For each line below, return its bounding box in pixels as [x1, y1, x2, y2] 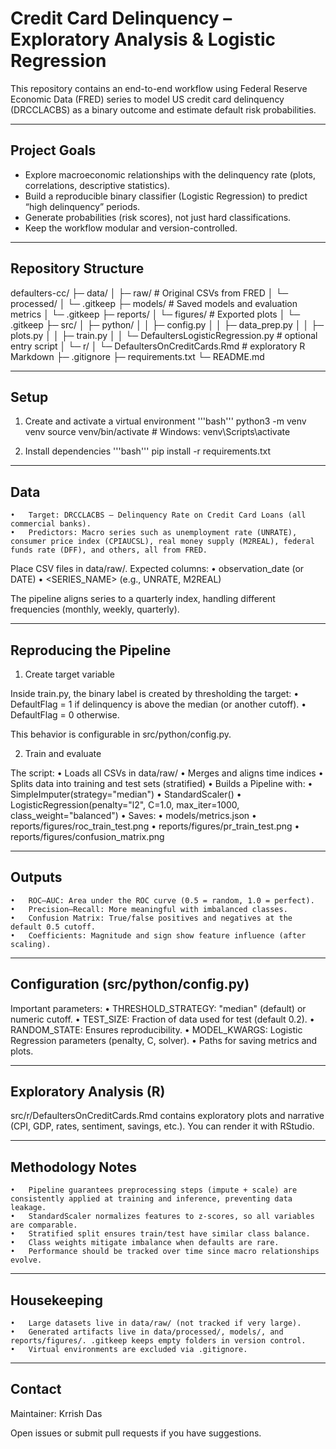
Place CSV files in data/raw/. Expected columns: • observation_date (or [10, 563, 305, 575]
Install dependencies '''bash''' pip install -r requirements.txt [24, 445, 272, 457]
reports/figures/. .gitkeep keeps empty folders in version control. [10, 1336, 307, 1346]
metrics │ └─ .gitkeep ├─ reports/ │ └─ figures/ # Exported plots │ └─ [10, 308, 301, 320]
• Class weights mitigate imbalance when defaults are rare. [10, 1238, 280, 1248]
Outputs [10, 869, 63, 886]
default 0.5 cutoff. [10, 922, 97, 932]
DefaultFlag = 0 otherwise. [10, 709, 120, 721]
